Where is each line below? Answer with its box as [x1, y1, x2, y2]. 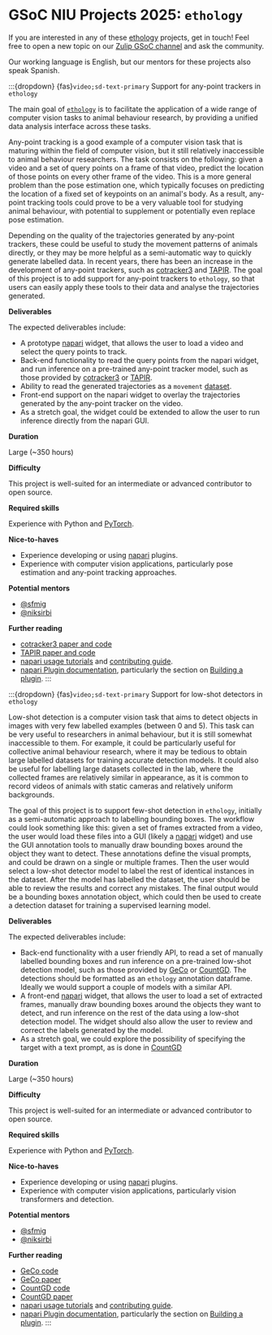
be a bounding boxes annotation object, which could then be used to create [8, 892, 261, 901]
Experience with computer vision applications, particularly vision [19, 1186, 237, 1195]
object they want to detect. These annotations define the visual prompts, [8, 849, 252, 858]
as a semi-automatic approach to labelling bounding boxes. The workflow [8, 814, 255, 823]
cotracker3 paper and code [19, 639, 112, 649]
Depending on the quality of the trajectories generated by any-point [8, 230, 235, 240]
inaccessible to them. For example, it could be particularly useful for [8, 737, 236, 748]
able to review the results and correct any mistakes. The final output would [8, 883, 258, 892]
